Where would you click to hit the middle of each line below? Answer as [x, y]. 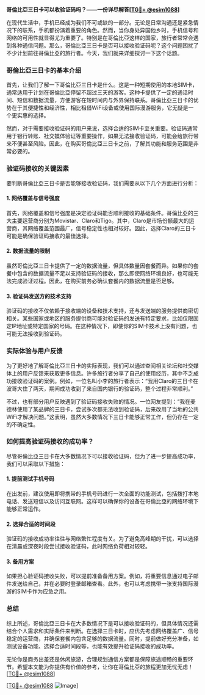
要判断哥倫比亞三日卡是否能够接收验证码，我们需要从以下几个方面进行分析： [103, 183]
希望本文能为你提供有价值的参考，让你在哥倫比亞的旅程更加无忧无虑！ [105, 667]
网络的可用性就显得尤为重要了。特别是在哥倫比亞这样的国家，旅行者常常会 [100, 38]
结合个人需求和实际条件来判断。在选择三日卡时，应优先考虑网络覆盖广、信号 [103, 631]
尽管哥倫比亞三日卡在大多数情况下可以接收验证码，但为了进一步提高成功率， [103, 456]
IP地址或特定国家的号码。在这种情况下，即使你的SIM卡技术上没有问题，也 [104, 326]
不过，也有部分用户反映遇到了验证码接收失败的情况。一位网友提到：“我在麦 [101, 401]
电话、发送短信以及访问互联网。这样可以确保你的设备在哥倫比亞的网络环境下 [103, 501]
